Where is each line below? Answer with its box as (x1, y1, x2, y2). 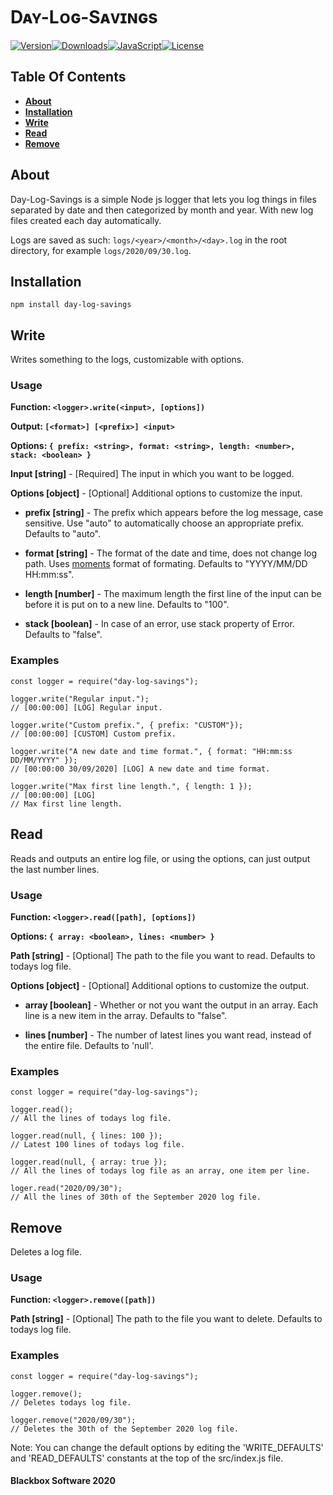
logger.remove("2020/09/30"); (10, 1415, 137, 1425)
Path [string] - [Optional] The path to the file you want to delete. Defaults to (10, 1313, 323, 1325)
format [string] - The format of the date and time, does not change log (24, 547, 318, 559)
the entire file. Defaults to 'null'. (24, 1039, 154, 1051)
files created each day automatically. (10, 214, 162, 226)
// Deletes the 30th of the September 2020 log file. (10, 1424, 240, 1434)
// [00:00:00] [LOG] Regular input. (10, 702, 163, 713)
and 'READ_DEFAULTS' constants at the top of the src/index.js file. (10, 1452, 284, 1464)
